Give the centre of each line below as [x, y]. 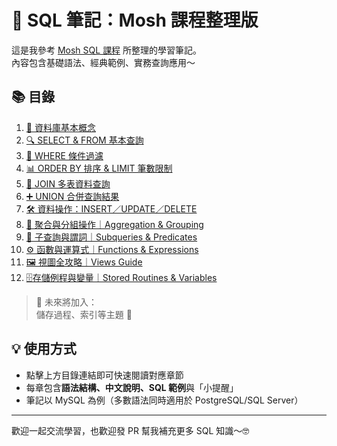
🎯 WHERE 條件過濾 [64, 155]
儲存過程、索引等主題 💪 [84, 314]
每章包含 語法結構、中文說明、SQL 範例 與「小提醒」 [132, 387]
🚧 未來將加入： [66, 302]
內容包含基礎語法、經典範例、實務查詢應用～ [103, 62]
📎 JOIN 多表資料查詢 [68, 183]
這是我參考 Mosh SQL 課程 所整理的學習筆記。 [107, 50]
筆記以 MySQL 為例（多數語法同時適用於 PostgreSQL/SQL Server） [164, 400]
